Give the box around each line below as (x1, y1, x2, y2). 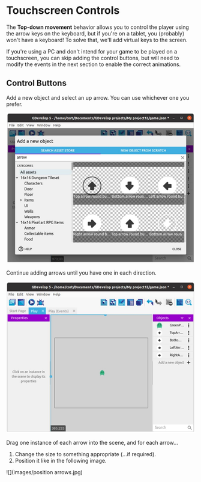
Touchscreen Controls (6, 4, 120, 17)
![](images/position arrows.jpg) (6, 469, 83, 476)
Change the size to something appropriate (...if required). (14, 451, 156, 458)
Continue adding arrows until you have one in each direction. (6, 269, 157, 276)
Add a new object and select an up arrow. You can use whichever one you (6, 94, 190, 101)
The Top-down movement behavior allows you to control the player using (6, 23, 189, 31)
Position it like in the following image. (14, 457, 107, 465)
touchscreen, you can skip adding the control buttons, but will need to (6, 54, 179, 61)
